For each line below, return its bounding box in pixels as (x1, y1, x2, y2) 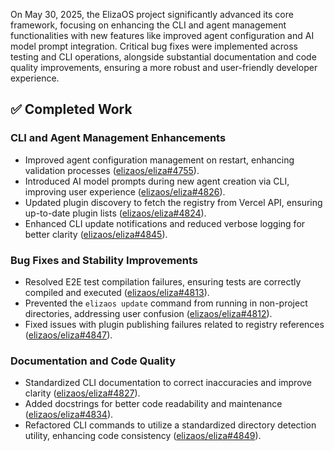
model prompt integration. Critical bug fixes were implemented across (10, 40, 298, 52)
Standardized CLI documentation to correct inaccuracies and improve (24, 377, 313, 389)
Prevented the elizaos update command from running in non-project (24, 297, 308, 309)
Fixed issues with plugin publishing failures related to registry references (24, 318, 325, 330)
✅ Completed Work (10, 101, 133, 118)
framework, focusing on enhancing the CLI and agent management (10, 19, 287, 31)
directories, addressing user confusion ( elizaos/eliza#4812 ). (24, 307, 273, 319)
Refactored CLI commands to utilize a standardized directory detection (24, 419, 317, 431)
